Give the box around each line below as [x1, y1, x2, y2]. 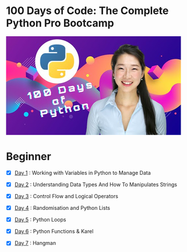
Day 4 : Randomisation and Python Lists [14, 205, 111, 212]
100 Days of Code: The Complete [6, 4, 169, 18]
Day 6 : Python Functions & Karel [14, 228, 94, 235]
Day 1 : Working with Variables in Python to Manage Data [14, 169, 151, 176]
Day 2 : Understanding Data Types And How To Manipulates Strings [14, 181, 178, 188]
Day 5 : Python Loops [14, 216, 66, 223]
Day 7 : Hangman [14, 240, 57, 247]
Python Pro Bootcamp [6, 16, 115, 30]
